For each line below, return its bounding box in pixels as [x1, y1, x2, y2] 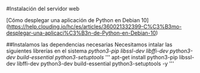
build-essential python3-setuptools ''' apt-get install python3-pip [17, 54, 178, 60]
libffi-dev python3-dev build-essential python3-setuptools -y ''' [17, 60, 174, 67]
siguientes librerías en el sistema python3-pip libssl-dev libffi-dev [6, 47, 169, 54]
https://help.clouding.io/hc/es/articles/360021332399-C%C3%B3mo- [8, 23, 182, 30]
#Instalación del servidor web [6, 5, 80, 12]
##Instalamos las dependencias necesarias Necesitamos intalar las [6, 41, 173, 48]
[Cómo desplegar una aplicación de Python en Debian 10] [6, 17, 149, 23]
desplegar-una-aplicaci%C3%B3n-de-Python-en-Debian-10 [6, 29, 156, 36]
